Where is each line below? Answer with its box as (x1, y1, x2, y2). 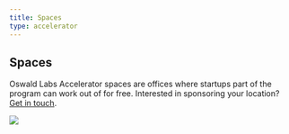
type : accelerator (9, 22, 78, 31)
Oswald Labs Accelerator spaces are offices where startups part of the (9, 78, 272, 90)
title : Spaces (9, 13, 63, 22)
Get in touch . (9, 98, 57, 109)
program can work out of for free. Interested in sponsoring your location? (9, 88, 280, 99)
